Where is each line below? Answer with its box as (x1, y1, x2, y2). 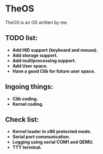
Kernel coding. (12, 101, 44, 107)
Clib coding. (12, 95, 38, 102)
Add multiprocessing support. (12, 58, 76, 64)
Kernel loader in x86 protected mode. (12, 129, 92, 135)
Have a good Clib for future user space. (12, 68, 96, 74)
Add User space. (12, 63, 48, 69)
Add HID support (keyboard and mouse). (12, 47, 98, 53)
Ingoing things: (5, 82, 53, 91)
